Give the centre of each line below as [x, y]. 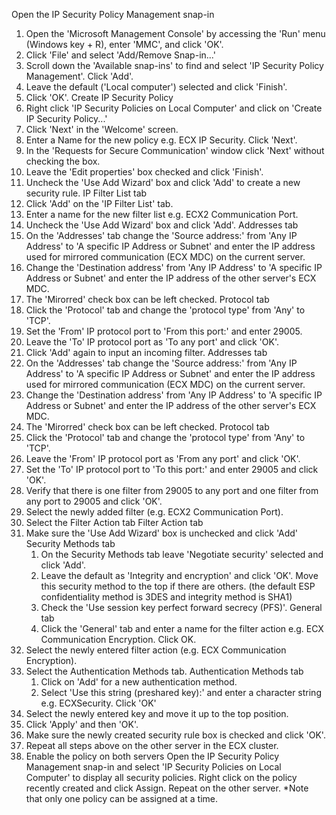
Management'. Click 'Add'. [79, 76]
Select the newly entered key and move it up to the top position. [157, 713]
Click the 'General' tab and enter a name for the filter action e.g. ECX [182, 628]
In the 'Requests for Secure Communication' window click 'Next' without [175, 150]
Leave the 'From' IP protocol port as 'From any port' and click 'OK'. [163, 458]
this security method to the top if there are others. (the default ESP [178, 586]
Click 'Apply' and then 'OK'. [82, 724]
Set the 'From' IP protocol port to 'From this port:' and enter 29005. [164, 331]
